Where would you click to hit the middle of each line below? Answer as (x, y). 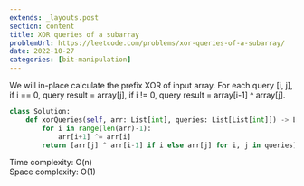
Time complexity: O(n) (51, 163)
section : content (42, 26)
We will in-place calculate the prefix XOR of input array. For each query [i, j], (151, 85)
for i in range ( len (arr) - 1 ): (97, 128)
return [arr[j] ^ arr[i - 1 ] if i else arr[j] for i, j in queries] (170, 145)
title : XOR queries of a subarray (75, 34)
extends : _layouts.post (54, 18)
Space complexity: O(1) (53, 172)
